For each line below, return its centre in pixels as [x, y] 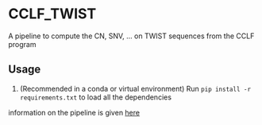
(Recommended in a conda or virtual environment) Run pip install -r [135, 88]
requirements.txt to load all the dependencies [96, 97]
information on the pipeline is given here [74, 112]
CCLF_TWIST [52, 14]
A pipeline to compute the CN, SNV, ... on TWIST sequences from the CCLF [131, 36]
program [22, 44]
